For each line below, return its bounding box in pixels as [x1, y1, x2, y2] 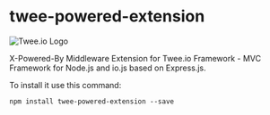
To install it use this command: [9, 79, 122, 90]
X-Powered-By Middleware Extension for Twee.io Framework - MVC [9, 53, 262, 63]
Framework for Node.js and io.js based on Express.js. [9, 62, 206, 73]
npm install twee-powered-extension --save [9, 96, 175, 106]
